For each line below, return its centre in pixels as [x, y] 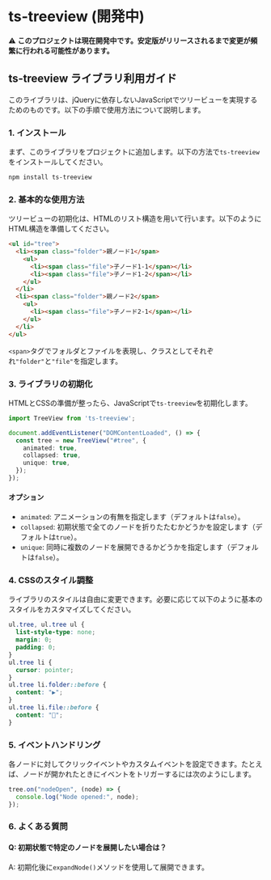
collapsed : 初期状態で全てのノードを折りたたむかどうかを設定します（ [138, 527]
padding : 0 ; [36, 648]
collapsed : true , [52, 455]
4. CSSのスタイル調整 [51, 581]
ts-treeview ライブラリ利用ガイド [93, 79]
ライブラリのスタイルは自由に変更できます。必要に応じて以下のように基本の [135, 599]
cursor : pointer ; [45, 670]
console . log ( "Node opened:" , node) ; [77, 797]
